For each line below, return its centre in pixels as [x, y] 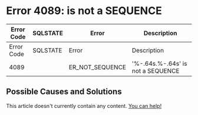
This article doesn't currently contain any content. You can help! [84, 106]
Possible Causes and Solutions [64, 92]
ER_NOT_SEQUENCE [98, 67]
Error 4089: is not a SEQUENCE [84, 11]
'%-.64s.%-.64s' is [159, 63]
